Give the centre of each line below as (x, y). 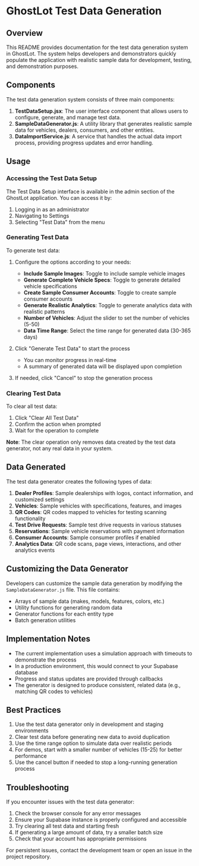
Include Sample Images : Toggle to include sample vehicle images (104, 273)
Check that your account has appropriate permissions (80, 839)
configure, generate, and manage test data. (68, 117)
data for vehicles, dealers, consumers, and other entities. (84, 130)
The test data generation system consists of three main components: (91, 99)
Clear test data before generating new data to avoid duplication (92, 737)
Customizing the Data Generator (67, 569)
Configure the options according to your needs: (73, 262)
